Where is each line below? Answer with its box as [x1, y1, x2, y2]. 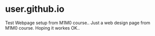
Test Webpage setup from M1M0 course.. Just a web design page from [5, 20, 151, 26]
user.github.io [5, 3, 65, 15]
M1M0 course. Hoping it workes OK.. [5, 25, 80, 31]
